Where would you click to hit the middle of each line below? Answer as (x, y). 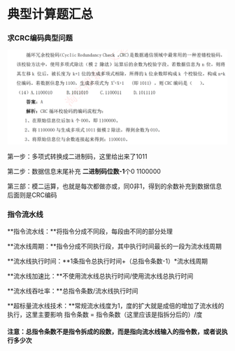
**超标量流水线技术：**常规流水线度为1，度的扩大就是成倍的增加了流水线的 (116, 305)
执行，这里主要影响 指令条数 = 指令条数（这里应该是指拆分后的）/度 (105, 314)
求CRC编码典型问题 (40, 38)
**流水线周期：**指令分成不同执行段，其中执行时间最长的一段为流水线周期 (115, 246)
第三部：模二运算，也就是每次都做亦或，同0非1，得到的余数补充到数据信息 (115, 186)
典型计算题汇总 (50, 14)
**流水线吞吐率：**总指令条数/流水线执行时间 (73, 291)
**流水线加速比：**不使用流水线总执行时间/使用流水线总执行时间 (100, 276)
